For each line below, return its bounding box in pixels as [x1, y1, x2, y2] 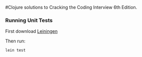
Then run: [5, 38, 26, 44]
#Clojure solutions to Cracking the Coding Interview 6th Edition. [5, 5, 137, 10]
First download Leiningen [5, 28, 58, 34]
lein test [5, 48, 26, 53]
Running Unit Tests [5, 17, 53, 24]
